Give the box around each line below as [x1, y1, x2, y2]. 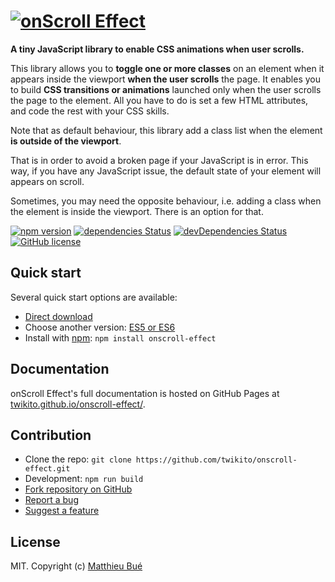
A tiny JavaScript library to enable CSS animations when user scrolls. [10, 43, 305, 55]
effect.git [24, 464, 71, 474]
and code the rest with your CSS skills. [10, 105, 170, 117]
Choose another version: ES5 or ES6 [24, 321, 176, 333]
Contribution [10, 426, 92, 444]
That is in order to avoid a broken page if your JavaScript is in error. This [10, 154, 309, 166]
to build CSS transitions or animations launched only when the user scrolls [10, 83, 322, 95]
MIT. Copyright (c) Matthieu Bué [10, 560, 143, 572]
